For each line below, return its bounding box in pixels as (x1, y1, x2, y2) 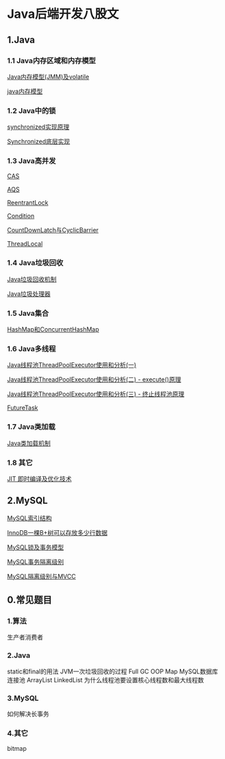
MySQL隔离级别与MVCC (7, 572, 77, 580)
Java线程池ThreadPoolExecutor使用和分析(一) (7, 361, 137, 369)
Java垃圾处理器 (7, 289, 51, 298)
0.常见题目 (7, 594, 53, 606)
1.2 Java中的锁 (7, 105, 56, 115)
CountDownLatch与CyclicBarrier (7, 226, 99, 234)
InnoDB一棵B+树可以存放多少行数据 (7, 528, 108, 536)
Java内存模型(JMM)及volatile (7, 73, 90, 81)
